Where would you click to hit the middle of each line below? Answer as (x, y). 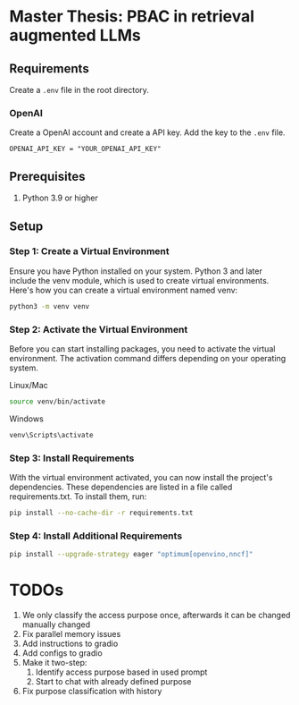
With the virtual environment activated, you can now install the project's (141, 478)
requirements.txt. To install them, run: (78, 497)
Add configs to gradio (62, 653)
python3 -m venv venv (50, 306)
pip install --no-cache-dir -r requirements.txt (101, 513)
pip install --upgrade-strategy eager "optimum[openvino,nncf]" (131, 555)
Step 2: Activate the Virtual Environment (99, 329)
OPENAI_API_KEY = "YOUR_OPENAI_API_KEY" (86, 149)
